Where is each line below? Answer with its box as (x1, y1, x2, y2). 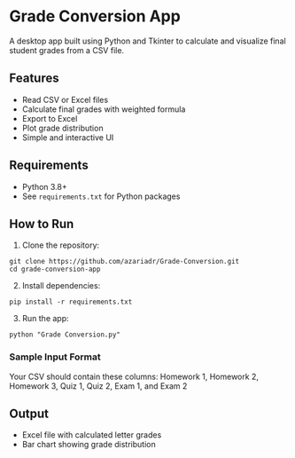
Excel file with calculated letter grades (21, 430, 162, 440)
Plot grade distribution (21, 122, 104, 133)
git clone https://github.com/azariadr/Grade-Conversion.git (9, 257, 240, 266)
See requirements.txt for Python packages (21, 191, 181, 201)
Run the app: (21, 313, 69, 324)
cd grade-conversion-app (9, 265, 101, 274)
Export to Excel (21, 113, 78, 123)
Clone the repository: (21, 240, 100, 250)
